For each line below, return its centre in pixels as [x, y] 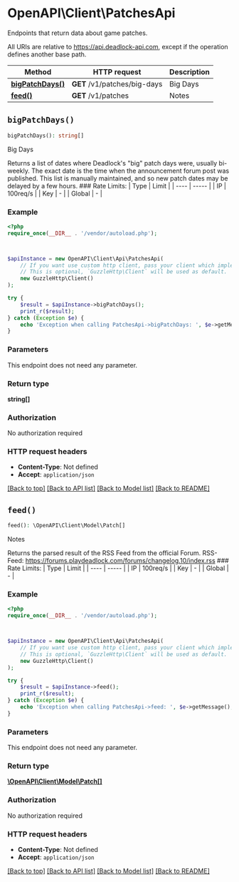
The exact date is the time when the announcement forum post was [130, 171]
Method [38, 71]
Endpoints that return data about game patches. [78, 33]
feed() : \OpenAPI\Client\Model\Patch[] [67, 526]
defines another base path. [47, 54]
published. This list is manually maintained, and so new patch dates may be [118, 178]
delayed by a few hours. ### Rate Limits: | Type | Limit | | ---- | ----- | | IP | [117, 186]
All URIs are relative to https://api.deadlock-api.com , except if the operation [118, 46]
